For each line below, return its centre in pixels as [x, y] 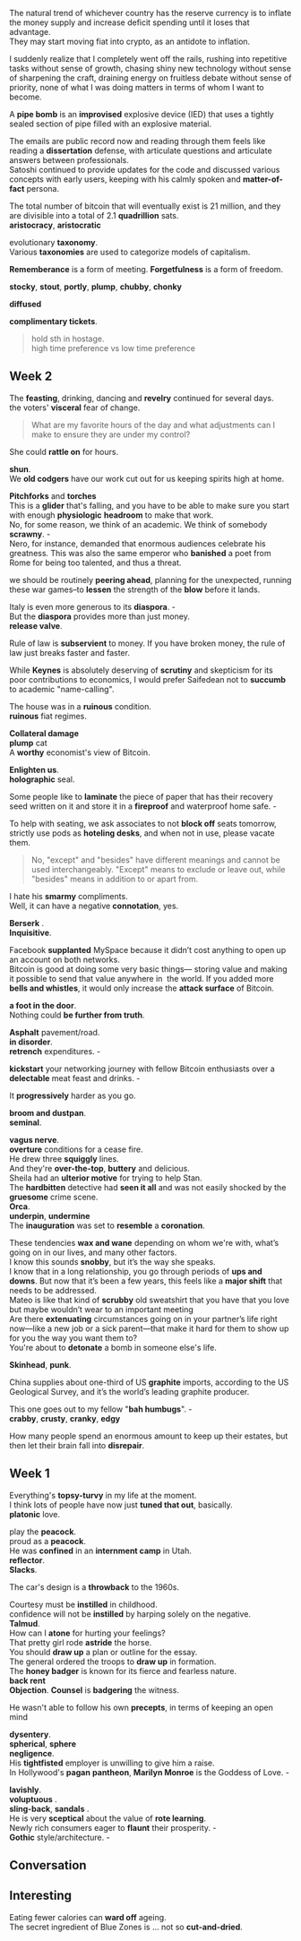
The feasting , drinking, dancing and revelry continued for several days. [142, 398]
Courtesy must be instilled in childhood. [84, 1604]
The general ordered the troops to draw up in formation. [113, 1662]
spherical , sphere [43, 1743]
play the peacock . [43, 1532]
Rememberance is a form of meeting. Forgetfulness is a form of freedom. [146, 269]
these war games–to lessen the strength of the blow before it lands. [135, 589]
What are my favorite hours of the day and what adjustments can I [153, 425]
